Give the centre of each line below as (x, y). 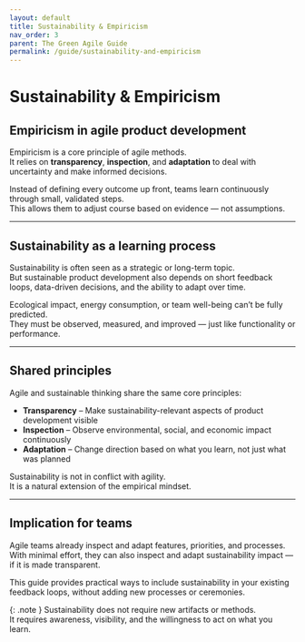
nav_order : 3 (34, 35)
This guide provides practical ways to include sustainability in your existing (149, 582)
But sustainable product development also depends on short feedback (141, 277)
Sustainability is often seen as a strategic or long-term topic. (123, 267)
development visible (60, 420)
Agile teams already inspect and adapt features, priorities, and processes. (148, 545)
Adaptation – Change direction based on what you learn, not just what (154, 449)
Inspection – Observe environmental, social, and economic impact (147, 430)
